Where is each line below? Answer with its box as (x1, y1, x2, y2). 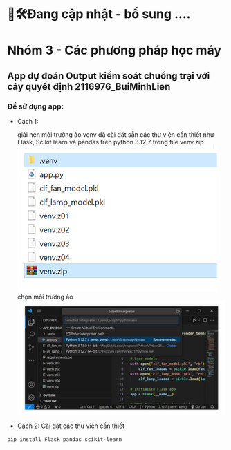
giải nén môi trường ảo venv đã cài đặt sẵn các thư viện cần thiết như (17, 131, 214, 139)
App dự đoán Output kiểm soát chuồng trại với (7, 70, 210, 82)
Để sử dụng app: (7, 102, 64, 111)
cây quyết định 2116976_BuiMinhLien (7, 81, 171, 93)
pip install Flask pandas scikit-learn (7, 436, 122, 443)
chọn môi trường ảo (17, 292, 74, 301)
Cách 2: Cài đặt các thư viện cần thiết (17, 422, 125, 430)
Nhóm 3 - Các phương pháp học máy (7, 43, 222, 58)
